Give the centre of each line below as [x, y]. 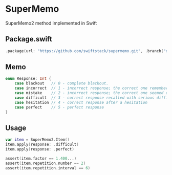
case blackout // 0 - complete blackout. [62, 83]
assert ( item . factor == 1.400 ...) [41, 158]
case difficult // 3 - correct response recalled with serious [84, 98]
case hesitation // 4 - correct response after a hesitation [81, 102]
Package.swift [29, 39]
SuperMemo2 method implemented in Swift [51, 23]
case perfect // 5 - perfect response [59, 107]
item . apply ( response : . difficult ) [42, 145]
